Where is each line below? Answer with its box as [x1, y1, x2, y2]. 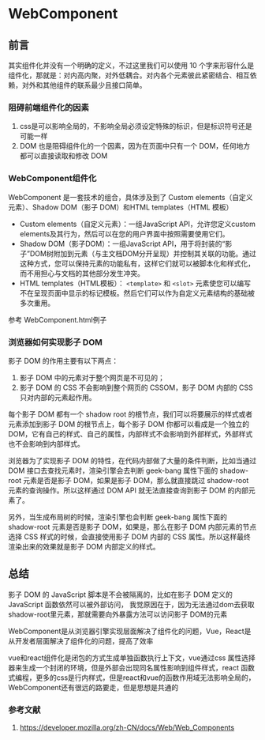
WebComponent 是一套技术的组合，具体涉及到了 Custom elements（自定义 [8, 192, 254, 202]
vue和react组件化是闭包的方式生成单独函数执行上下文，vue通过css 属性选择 [8, 653, 256, 663]
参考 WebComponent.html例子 [8, 315, 107, 324]
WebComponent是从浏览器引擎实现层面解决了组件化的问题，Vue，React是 [8, 626, 252, 636]
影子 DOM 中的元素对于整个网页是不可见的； [19, 372, 166, 382]
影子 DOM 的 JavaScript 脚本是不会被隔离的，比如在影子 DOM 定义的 [8, 590, 233, 599]
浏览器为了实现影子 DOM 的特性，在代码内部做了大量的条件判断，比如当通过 [8, 455, 257, 465]
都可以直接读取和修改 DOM [19, 151, 108, 160]
